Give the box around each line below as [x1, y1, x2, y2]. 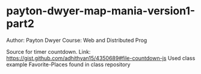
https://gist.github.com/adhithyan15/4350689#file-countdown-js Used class [6, 54, 196, 61]
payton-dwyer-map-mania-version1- [6, 4, 196, 18]
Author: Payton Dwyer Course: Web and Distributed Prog [6, 36, 147, 44]
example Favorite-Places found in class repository [6, 61, 131, 68]
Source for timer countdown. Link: [6, 48, 91, 55]
